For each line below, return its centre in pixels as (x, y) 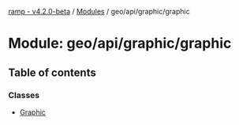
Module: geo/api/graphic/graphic (120, 44)
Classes (24, 95)
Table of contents (52, 72)
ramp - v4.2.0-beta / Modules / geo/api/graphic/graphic (99, 11)
